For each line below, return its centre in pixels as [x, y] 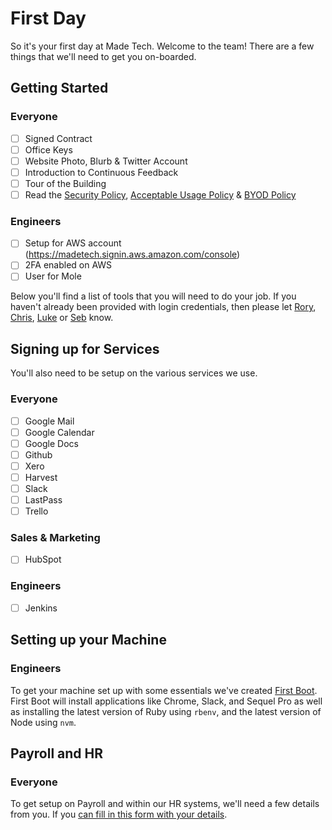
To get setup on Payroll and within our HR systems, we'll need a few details [165, 804]
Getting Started [59, 88]
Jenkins [41, 608]
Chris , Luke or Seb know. [62, 318]
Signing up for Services [85, 348]
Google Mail [49, 421]
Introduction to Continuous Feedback [101, 172]
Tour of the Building [65, 183]
